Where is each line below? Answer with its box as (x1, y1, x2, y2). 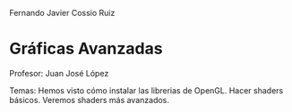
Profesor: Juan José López (9, 68, 109, 78)
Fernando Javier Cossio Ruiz (9, 8, 116, 18)
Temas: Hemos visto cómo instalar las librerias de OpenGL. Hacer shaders (9, 84, 284, 96)
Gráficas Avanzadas (9, 39, 163, 59)
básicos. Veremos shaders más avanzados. (9, 94, 170, 105)
